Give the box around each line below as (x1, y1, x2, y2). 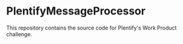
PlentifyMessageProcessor (6, 4, 146, 18)
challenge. (6, 30, 33, 37)
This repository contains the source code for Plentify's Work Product (6, 24, 177, 31)
